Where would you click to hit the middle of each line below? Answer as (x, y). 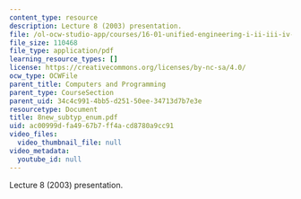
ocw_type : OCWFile (43, 76)
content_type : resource (54, 17)
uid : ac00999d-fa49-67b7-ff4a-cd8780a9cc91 (92, 126)
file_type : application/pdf (62, 51)
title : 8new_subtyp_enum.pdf (64, 117)
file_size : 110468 (43, 43)
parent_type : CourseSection (62, 92)
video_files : (34, 134)
